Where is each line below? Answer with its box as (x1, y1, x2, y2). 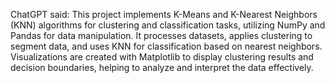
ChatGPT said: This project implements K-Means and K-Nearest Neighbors (10, 9, 318, 20)
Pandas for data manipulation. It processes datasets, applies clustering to (10, 30, 313, 41)
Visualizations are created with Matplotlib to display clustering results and (10, 51, 314, 63)
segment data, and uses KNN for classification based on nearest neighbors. (10, 40, 323, 52)
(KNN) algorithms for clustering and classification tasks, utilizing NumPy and (10, 19, 326, 31)
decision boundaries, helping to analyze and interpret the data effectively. (10, 62, 314, 73)
